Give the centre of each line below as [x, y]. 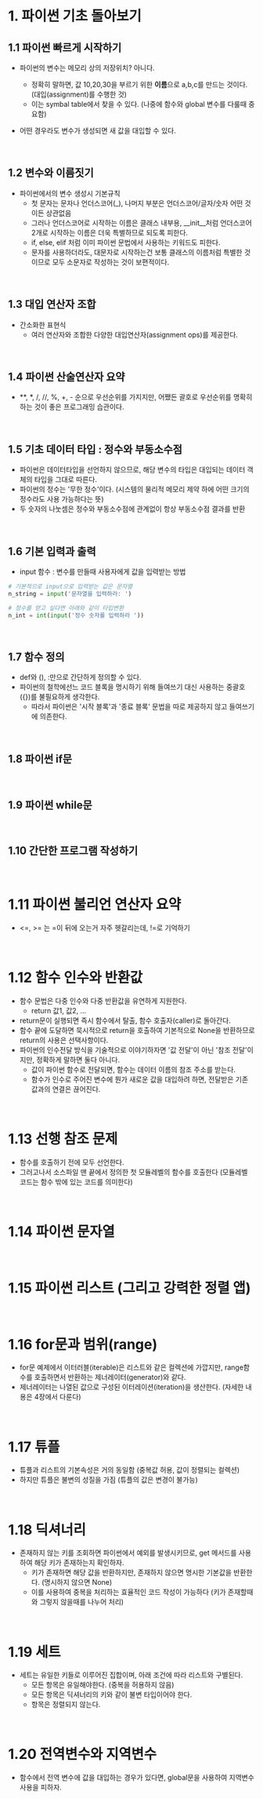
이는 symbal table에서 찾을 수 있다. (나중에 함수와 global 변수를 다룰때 [139, 104]
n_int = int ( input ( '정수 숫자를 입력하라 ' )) [76, 615]
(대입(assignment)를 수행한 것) [79, 94]
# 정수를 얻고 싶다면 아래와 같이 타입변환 [66, 608]
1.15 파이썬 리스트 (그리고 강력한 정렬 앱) [130, 1288]
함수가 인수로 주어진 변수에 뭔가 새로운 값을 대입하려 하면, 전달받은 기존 [140, 1079]
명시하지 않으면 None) [78, 1582]
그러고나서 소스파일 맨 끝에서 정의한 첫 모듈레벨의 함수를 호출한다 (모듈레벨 [133, 1172]
